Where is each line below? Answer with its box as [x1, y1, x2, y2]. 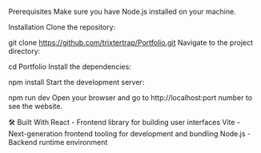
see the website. [8, 102, 62, 111]
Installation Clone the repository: [8, 22, 116, 31]
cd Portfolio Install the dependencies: [8, 62, 132, 71]
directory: [8, 46, 41, 55]
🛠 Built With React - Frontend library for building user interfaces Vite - [8, 118, 241, 127]
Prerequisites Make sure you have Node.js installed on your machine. [8, 7, 236, 16]
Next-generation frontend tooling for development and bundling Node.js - [8, 129, 251, 139]
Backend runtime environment [8, 138, 108, 147]
